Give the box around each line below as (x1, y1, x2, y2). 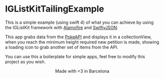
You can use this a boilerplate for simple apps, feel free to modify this (5, 53, 145, 59)
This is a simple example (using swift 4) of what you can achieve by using (5, 19, 154, 25)
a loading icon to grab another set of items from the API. (5, 44, 118, 50)
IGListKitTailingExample (5, 3, 104, 15)
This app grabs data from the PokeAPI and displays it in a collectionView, (5, 34, 152, 40)
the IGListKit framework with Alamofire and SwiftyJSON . (5, 24, 118, 30)
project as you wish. (5, 59, 46, 64)
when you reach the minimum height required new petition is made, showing (5, 39, 160, 45)
